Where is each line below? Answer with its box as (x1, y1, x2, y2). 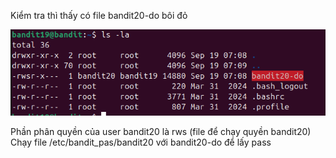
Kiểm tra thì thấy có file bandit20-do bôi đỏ (10, 10, 188, 21)
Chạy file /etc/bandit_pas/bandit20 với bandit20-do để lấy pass (10, 136, 272, 149)
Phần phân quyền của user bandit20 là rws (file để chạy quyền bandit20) (10, 126, 312, 138)
